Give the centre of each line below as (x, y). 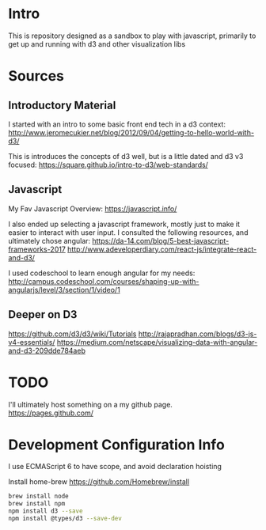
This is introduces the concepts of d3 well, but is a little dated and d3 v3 (126, 156)
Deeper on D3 (43, 314)
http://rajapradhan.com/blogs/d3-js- (198, 334)
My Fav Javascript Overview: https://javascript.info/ (93, 208)
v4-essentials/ (32, 342)
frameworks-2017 (37, 249)
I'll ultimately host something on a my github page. (90, 404)
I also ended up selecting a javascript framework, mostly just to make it (124, 224)
